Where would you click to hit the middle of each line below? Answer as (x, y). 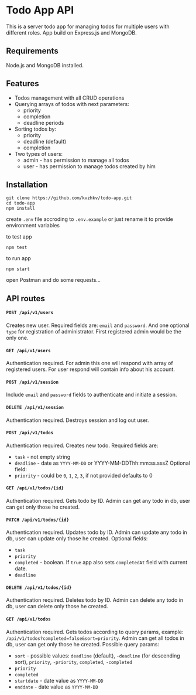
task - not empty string (42, 456)
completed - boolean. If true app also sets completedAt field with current (101, 563)
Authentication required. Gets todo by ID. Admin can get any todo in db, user (98, 500)
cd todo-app (20, 203)
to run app (18, 258)
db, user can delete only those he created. (57, 607)
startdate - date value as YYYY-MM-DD (59, 680)
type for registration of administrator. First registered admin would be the (94, 331)
